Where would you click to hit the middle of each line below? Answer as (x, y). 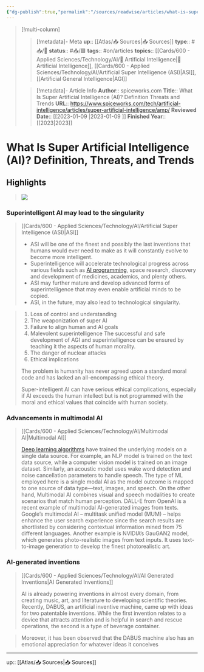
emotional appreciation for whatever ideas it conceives (90, 644)
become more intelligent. (61, 257)
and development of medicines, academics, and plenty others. (108, 276)
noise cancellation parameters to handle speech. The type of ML (102, 476)
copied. (40, 296)
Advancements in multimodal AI (55, 418)
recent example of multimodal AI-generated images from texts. (100, 508)
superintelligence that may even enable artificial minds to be (105, 289)
